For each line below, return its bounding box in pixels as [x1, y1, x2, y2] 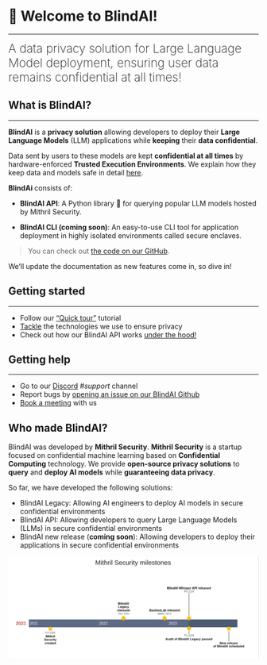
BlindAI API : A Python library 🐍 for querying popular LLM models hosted [19, 198, 257, 208]
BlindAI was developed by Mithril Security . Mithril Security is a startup [8, 442, 242, 452]
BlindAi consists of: [8, 183, 73, 193]
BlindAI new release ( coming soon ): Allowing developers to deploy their [19, 532, 256, 542]
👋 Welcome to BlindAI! [8, 7, 158, 25]
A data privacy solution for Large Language [8, 40, 242, 56]
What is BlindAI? [8, 98, 92, 112]
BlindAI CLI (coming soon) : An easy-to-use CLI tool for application [19, 222, 239, 232]
